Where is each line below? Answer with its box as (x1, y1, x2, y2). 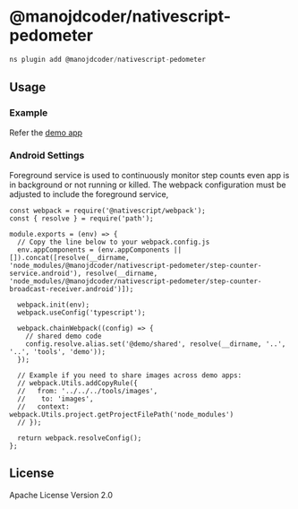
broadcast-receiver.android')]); (9, 284, 134, 293)
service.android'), (9, 269, 82, 278)
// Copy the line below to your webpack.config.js (17, 237, 210, 246)
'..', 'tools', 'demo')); (9, 347, 106, 356)
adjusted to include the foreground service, (9, 188, 169, 199)
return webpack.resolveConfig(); (17, 433, 142, 443)
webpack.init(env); (17, 300, 90, 309)
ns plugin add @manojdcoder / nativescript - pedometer (9, 55, 206, 64)
